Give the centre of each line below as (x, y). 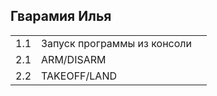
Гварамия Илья (61, 16)
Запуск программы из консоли (116, 43)
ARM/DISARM (74, 59)
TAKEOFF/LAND (79, 76)
